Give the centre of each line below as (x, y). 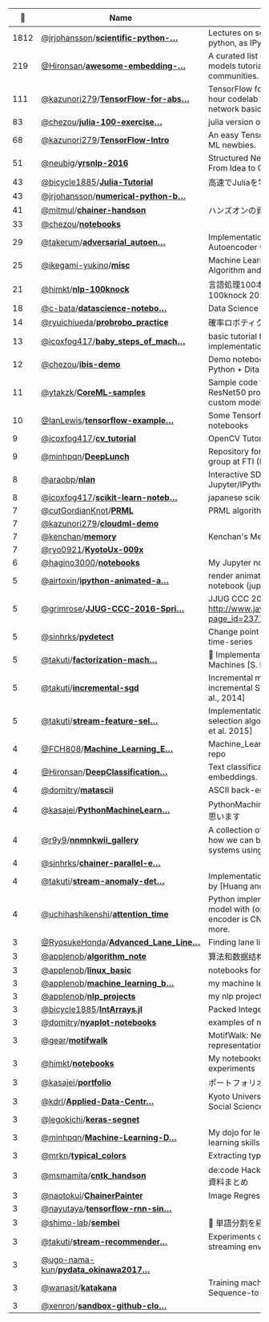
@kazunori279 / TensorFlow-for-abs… (115, 99)
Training (223, 1283)
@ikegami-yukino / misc (86, 265)
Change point (233, 632)
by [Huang (228, 886)
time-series (230, 642)
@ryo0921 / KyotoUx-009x (92, 550)
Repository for (235, 451)
